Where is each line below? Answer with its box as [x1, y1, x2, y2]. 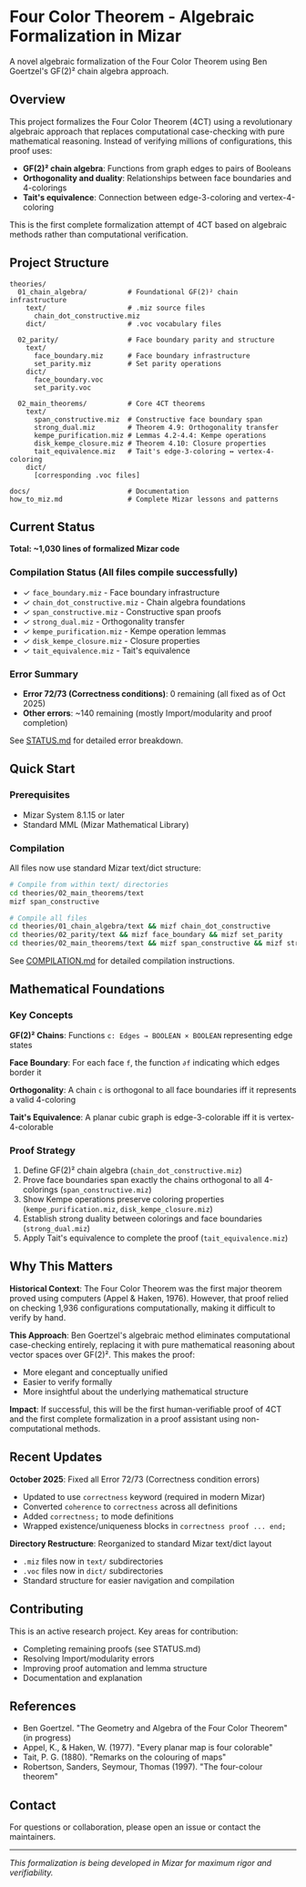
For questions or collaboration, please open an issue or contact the [9, 1821, 261, 1832]
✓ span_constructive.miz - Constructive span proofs [22, 606, 221, 617]
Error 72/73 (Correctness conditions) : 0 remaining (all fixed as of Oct [22, 688, 286, 699]
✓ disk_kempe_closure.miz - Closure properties [22, 635, 200, 646]
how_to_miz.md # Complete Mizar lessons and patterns [9, 495, 280, 504]
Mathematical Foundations [9, 982, 166, 997]
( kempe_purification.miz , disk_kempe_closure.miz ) [22, 1204, 213, 1215]
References [9, 1698, 76, 1714]
